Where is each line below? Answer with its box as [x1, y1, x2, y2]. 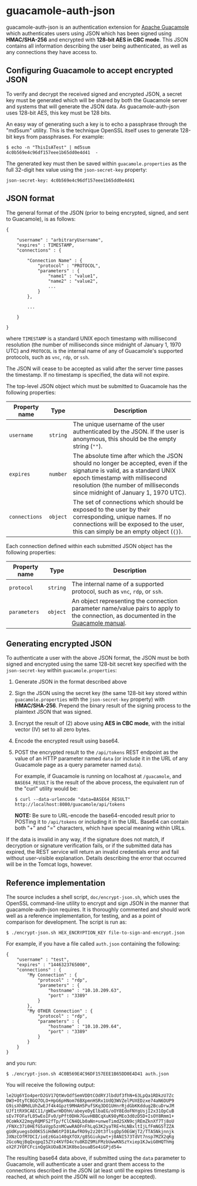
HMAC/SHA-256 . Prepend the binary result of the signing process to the [14, 702, 191, 709]
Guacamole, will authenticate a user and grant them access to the [6, 1161, 165, 1168]
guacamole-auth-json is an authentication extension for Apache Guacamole [6, 24, 189, 31]
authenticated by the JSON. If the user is [73, 427, 185, 436]
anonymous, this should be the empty [73, 435, 177, 443]
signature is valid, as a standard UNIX [73, 466, 176, 475]
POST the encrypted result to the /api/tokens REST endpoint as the [14, 749, 178, 756]
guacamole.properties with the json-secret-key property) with [14, 696, 165, 703]
